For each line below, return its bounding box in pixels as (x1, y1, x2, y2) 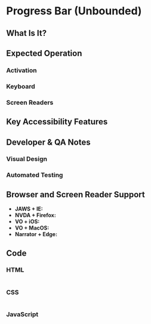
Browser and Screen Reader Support (6, 189, 145, 200)
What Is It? (6, 28, 47, 38)
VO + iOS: (14, 218, 40, 225)
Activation (6, 66, 37, 74)
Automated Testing (6, 171, 63, 179)
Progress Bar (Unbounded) (6, 4, 142, 18)
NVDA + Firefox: (14, 212, 57, 219)
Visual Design (6, 155, 48, 163)
